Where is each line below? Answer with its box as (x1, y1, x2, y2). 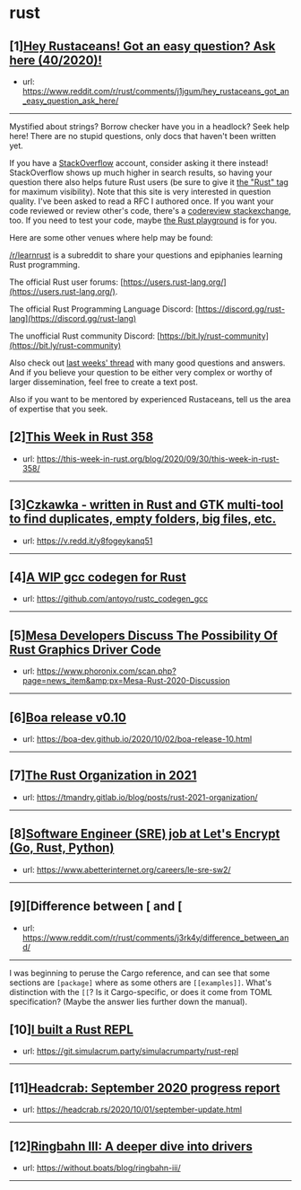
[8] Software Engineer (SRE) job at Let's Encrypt (9, 826, 280, 842)
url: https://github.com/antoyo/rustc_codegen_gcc (21, 594, 209, 604)
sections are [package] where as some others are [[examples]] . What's (9, 977, 272, 988)
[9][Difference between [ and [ (9, 899, 183, 914)
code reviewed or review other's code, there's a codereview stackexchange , (9, 206, 292, 216)
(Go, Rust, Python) (9, 841, 115, 856)
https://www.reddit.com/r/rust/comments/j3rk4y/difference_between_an (21, 932, 289, 943)
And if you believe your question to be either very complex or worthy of (9, 367, 273, 377)
